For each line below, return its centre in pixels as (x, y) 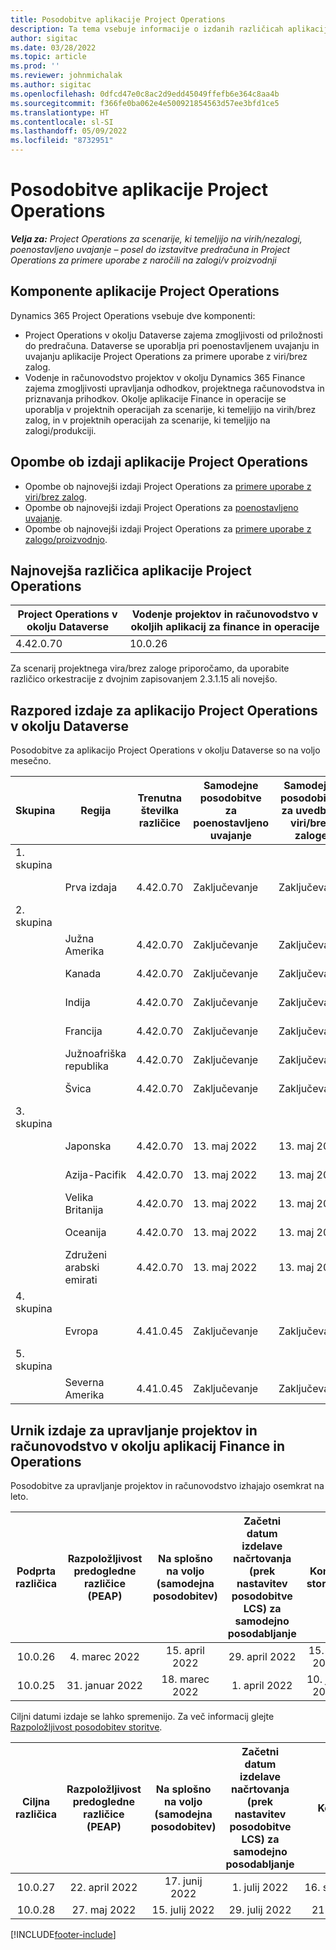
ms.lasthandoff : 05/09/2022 (69, 131)
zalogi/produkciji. (60, 430)
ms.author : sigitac (51, 85)
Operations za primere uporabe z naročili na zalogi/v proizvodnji (143, 260)
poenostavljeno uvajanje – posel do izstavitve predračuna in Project (150, 249)
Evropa (81, 1331)
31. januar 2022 (104, 1685)
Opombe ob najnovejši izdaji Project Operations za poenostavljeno (161, 507)
